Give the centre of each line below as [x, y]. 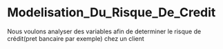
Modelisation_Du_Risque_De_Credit [111, 13]
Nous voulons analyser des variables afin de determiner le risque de [104, 31]
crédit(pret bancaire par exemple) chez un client [76, 38]
